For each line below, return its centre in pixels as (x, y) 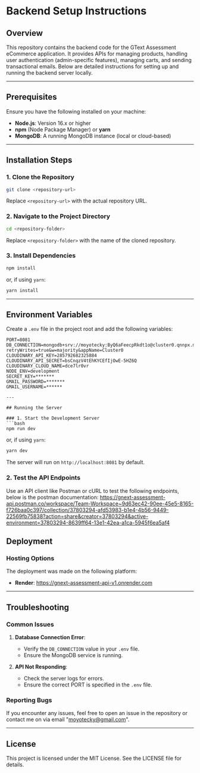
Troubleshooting (38, 607)
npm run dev (21, 429)
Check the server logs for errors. (64, 678)
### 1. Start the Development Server (53, 418)
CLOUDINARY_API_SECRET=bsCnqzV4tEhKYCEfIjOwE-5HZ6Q (71, 361)
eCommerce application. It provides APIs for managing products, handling (97, 54)
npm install (21, 268)
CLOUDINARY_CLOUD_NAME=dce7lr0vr (48, 366)
